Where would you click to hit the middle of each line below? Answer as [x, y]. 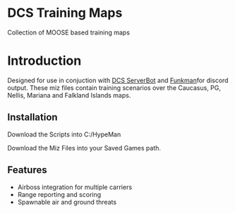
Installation [32, 117]
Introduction [44, 61]
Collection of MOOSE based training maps [69, 32]
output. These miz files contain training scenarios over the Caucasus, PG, [114, 88]
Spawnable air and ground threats [67, 202]
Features [27, 170]
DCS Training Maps [65, 13]
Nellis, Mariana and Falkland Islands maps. [69, 95]
